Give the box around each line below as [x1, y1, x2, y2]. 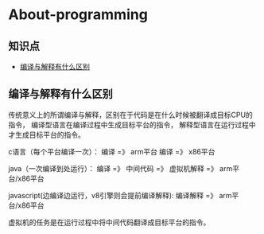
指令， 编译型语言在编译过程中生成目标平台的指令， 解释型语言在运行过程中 [8, 119, 256, 129]
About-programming [8, 6, 149, 24]
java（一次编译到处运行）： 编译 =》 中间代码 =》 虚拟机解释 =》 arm [8, 163, 233, 173]
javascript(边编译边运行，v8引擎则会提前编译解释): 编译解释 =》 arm [8, 190, 232, 200]
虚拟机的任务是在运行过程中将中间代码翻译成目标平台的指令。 [8, 217, 211, 227]
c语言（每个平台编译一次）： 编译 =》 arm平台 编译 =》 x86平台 [8, 146, 215, 156]
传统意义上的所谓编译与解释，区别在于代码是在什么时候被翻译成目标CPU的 [8, 110, 253, 119]
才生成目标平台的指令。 [8, 130, 85, 139]
